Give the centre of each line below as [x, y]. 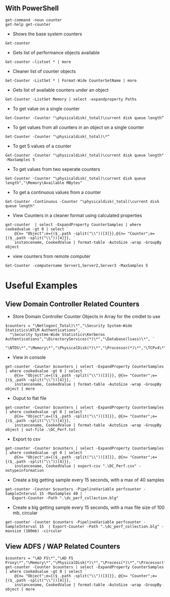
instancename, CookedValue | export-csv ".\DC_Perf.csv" [76, 466]
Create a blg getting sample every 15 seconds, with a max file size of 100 [89, 507]
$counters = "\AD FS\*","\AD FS [39, 558]
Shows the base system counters [47, 34]
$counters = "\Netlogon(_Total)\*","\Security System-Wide [69, 326]
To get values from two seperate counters [56, 169]
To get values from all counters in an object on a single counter [78, 127]
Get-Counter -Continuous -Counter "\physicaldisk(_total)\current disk [82, 201]
